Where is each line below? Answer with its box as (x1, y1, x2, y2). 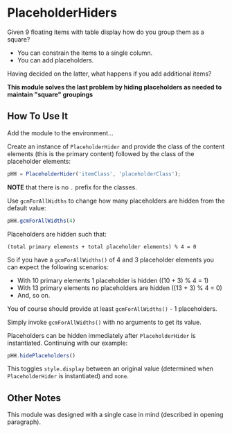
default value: (7, 203, 46, 212)
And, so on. (17, 291, 51, 299)
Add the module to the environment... (7, 128, 114, 137)
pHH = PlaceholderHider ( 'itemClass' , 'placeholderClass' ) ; (7, 170, 181, 178)
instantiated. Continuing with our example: (7, 339, 128, 347)
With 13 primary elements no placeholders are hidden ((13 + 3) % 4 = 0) (17, 283, 223, 292)
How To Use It (7, 110, 68, 122)
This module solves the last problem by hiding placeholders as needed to (7, 83, 222, 91)
